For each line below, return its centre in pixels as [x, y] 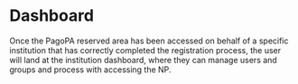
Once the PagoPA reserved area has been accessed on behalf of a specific [149, 41]
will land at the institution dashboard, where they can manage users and [143, 60]
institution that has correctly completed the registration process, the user [145, 50]
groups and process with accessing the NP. [90, 70]
